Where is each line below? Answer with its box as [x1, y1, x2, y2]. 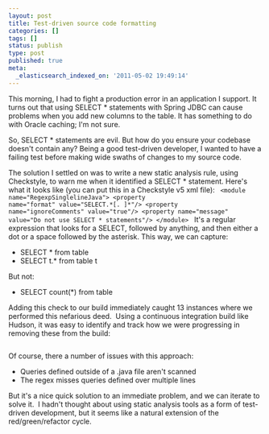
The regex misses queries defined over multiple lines [19, 375, 196, 385]
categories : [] [8, 27, 60, 35]
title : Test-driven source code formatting [8, 19, 157, 27]
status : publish [8, 42, 63, 50]
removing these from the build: [8, 328, 111, 338]
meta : [8, 64, 27, 72]
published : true [8, 57, 63, 65]
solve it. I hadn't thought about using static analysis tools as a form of [8, 399, 242, 409]
